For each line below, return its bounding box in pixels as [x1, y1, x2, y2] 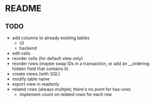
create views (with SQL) [12, 71, 60, 76]
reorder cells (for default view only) [12, 56, 83, 61]
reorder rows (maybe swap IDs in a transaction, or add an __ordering [12, 61, 150, 66]
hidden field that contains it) [12, 66, 69, 72]
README [5, 3, 42, 14]
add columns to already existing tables [12, 35, 90, 41]
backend [19, 45, 37, 51]
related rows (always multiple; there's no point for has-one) [12, 87, 131, 92]
